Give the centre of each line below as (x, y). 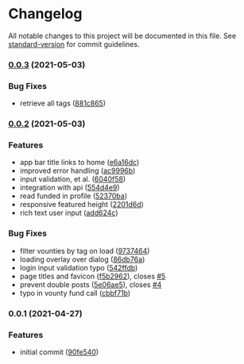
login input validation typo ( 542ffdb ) (79, 267)
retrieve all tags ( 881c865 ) (62, 103)
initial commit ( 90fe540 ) (59, 352)
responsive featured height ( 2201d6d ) (82, 205)
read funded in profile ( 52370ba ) (73, 196)
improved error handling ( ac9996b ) (77, 171)
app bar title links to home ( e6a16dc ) (79, 163)
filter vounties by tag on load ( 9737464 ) (85, 251)
